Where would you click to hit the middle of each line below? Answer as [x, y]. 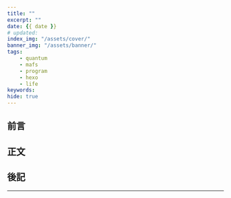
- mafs [29, 65]
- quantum [34, 58]
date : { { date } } [32, 26]
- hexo [29, 77]
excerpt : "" [24, 20]
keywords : [21, 90]
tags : [15, 52]
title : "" [21, 13]
